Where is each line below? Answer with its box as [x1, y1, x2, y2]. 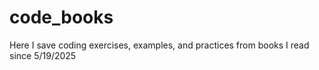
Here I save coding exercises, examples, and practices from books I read [9, 39, 310, 51]
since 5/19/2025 [9, 49, 77, 61]
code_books [9, 6, 114, 29]
